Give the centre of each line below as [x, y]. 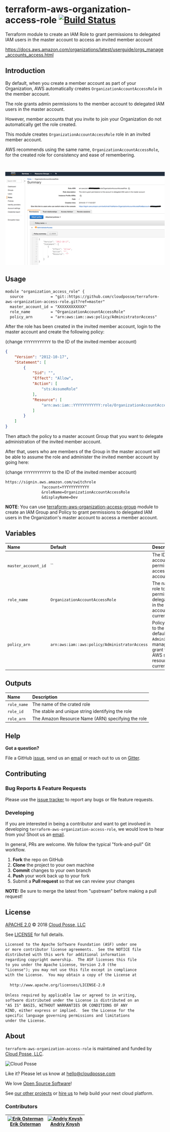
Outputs [18, 683]
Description [45, 697]
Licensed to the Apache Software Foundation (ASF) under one [71, 944]
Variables [21, 534]
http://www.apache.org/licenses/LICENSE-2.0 [57, 985]
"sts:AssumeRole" [60, 389]
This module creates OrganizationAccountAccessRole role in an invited [78, 134]
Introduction [25, 71]
